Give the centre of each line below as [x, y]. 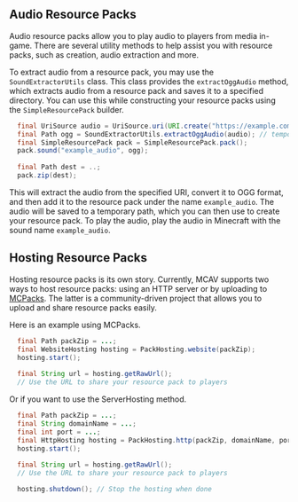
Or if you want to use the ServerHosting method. [98, 399]
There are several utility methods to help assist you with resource [153, 45]
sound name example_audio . [60, 230]
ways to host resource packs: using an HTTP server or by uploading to [138, 288]
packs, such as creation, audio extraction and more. [104, 55]
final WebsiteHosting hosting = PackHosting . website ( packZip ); [136, 349]
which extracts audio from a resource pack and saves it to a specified [137, 90]
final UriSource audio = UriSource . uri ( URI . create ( [115, 126]
